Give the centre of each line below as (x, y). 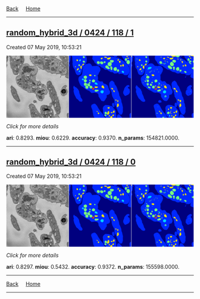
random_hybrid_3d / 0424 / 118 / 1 (70, 33)
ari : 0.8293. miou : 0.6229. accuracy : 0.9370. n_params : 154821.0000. (93, 138)
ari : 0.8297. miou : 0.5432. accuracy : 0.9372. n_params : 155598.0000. (93, 267)
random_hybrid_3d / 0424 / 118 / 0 (71, 162)
